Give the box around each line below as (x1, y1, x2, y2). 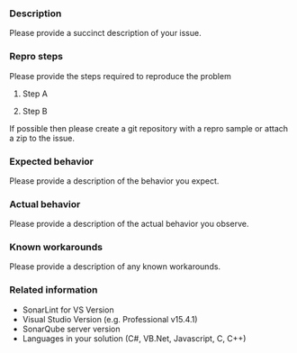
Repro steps (9, 50, 63, 63)
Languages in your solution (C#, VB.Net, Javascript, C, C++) (22, 332, 247, 344)
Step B (22, 105, 48, 116)
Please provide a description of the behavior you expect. (9, 175, 220, 186)
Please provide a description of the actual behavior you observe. (9, 219, 249, 230)
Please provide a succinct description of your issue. (9, 28, 202, 39)
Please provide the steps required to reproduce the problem (9, 70, 231, 81)
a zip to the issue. (9, 132, 75, 143)
